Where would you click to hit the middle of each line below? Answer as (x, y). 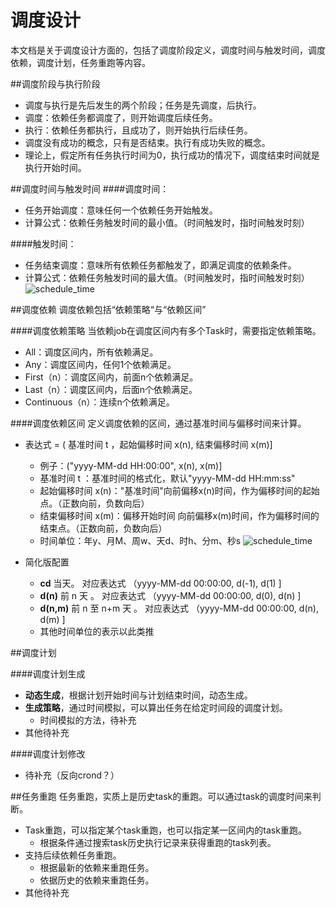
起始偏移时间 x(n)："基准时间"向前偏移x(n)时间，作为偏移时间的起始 (179, 490)
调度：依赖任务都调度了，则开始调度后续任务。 (121, 117)
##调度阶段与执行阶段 (55, 83)
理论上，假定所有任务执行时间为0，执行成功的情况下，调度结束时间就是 (172, 155)
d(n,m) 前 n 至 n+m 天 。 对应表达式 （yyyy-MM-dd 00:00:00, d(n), (179, 608)
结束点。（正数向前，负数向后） (103, 528)
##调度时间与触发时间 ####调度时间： (90, 188)
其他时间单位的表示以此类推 (97, 631)
